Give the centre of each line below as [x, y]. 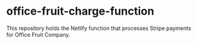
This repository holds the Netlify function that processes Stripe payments [99, 28]
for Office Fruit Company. [38, 34]
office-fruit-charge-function [80, 11]
